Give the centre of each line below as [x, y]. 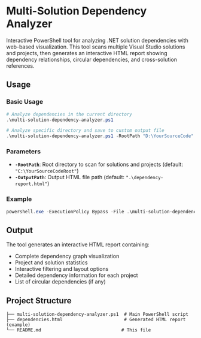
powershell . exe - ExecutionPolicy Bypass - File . [68, 212]
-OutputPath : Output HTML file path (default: [69, 177]
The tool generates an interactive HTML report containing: [78, 245]
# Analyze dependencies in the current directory [69, 114]
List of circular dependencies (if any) [60, 282]
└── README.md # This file [79, 330]
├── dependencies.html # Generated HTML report [96, 320]
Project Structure [39, 301]
